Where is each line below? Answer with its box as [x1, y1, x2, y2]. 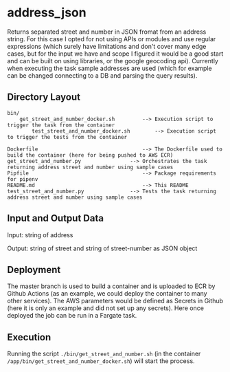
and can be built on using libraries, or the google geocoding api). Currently [7, 56, 218, 65]
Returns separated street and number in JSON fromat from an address [7, 28, 207, 36]
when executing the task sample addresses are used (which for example [7, 64, 212, 72]
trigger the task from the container [7, 122, 115, 129]
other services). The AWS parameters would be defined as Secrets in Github [7, 297, 224, 305]
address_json [7, 5, 87, 21]
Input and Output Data [7, 212, 104, 224]
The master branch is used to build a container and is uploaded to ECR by [7, 282, 216, 290]
